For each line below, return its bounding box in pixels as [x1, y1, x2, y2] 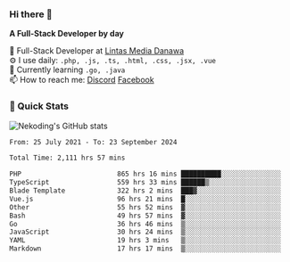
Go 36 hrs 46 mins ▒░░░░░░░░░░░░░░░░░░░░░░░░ [9, 219, 281, 228]
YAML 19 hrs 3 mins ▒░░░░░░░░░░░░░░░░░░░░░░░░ [9, 236, 281, 245]
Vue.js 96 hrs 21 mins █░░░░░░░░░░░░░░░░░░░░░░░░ [9, 194, 281, 203]
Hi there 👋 [9, 8, 54, 20]
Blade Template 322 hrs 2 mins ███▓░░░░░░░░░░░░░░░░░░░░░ [9, 186, 281, 195]
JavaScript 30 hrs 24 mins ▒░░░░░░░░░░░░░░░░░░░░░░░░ [9, 227, 281, 237]
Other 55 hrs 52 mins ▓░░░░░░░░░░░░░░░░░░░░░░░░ [9, 202, 281, 212]
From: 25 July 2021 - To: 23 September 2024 [9, 137, 178, 146]
